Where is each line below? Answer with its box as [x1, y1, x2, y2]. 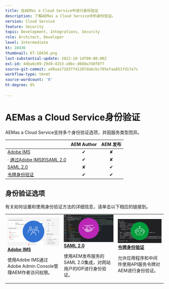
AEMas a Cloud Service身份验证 [5, 111, 141, 123]
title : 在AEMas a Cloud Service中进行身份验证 [5, 8, 99, 13]
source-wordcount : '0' [5, 77, 53, 83]
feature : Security [5, 24, 44, 29]
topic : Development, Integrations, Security [5, 29, 100, 35]
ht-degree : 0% [5, 83, 35, 88]
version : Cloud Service [5, 19, 55, 24]
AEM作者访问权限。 [12, 269, 53, 275]
